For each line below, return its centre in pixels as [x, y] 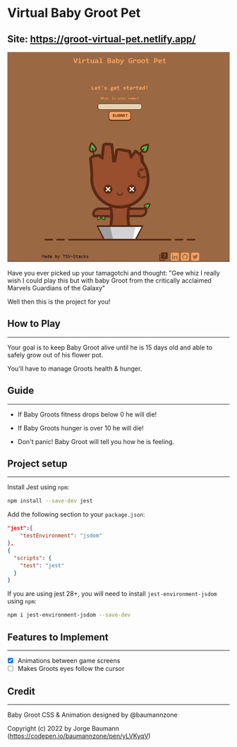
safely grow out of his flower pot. [55, 354]
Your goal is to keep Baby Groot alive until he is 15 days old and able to [110, 347]
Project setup [38, 464]
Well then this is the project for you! [59, 302]
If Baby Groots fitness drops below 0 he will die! [87, 414]
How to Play [34, 324]
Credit [21, 691]
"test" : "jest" [42, 565]
